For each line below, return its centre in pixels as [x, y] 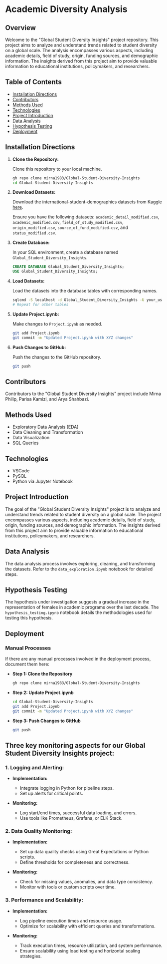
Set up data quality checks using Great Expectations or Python [84, 852]
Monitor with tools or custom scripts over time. [68, 887]
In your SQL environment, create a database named [65, 252]
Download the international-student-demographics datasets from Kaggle [87, 202]
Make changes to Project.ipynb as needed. [57, 324]
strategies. [31, 956]
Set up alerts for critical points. [51, 793]
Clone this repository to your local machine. [57, 169]
